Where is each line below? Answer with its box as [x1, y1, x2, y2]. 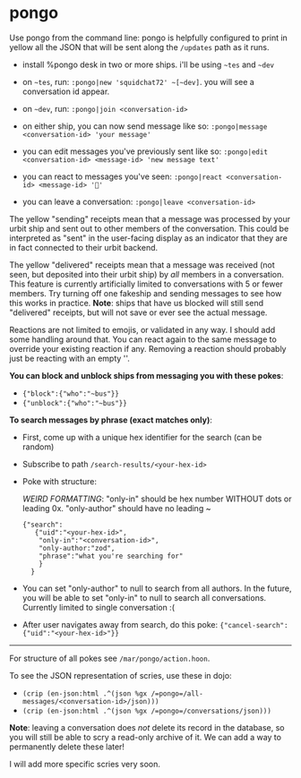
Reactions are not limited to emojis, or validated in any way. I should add [9, 324, 276, 335]
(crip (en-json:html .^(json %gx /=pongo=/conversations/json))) [21, 706, 271, 715]
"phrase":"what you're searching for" [39, 551, 184, 560]
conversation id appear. [21, 86, 110, 97]
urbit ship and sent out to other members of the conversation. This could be [9, 223, 289, 234]
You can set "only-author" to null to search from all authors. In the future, [21, 583, 292, 594]
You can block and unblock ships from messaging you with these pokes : [9, 370, 284, 380]
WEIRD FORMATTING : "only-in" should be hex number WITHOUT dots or [21, 493, 292, 504]
